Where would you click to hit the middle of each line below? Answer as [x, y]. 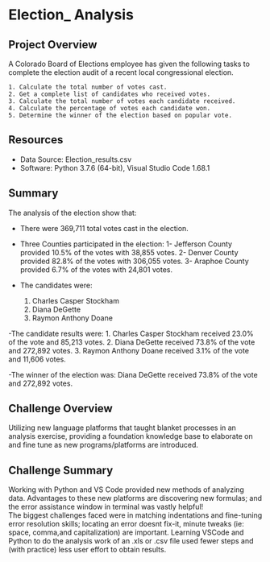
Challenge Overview [60, 409]
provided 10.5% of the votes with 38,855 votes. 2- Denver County [129, 252]
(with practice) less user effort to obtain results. [87, 550]
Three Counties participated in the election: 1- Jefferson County [126, 244]
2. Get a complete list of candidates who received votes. [110, 94]
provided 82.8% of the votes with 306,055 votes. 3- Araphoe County [135, 261]
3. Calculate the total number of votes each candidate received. [122, 101]
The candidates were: [56, 285]
